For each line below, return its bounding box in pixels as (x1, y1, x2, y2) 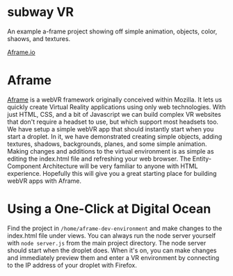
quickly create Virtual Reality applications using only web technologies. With (7, 102, 226, 111)
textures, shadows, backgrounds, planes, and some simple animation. (7, 140, 207, 148)
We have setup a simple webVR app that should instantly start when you (7, 124, 214, 133)
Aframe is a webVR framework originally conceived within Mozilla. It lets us (7, 95, 223, 104)
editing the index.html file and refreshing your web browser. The (7, 154, 191, 163)
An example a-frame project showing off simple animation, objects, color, (7, 27, 218, 35)
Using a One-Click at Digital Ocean (7, 201, 211, 217)
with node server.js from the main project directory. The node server (7, 238, 207, 247)
